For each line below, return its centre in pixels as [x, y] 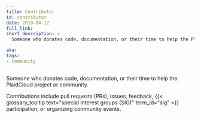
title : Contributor [31, 12]
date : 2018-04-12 [28, 23]
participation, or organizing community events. [64, 108]
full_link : [20, 28]
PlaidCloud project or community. [47, 85]
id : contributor [26, 17]
